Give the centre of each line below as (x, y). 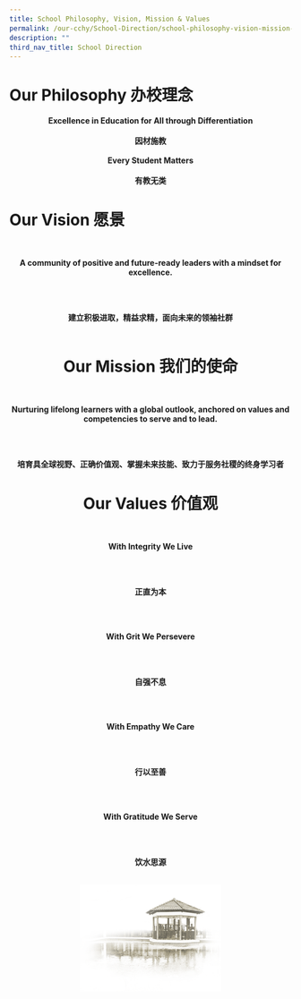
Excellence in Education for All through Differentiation (150, 121)
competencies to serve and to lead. (150, 419)
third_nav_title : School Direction (76, 47)
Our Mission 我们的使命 (150, 367)
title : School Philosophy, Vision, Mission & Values (110, 19)
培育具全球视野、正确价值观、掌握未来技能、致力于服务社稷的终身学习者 (150, 465)
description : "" (39, 38)
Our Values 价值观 (150, 504)
